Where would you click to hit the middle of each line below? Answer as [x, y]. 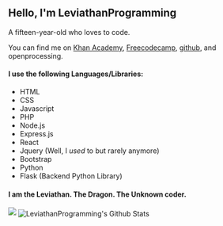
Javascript [37, 109]
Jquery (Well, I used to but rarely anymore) [89, 151]
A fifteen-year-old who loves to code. [69, 32]
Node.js [32, 125]
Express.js [36, 134]
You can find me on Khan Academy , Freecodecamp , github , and [112, 48]
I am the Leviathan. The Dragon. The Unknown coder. [98, 194]
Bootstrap [36, 159]
